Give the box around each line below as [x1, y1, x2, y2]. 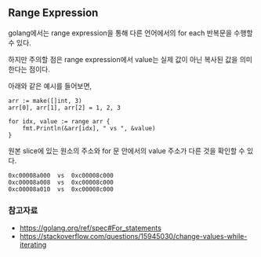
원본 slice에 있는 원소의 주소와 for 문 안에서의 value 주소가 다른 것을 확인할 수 [8, 145, 245, 156]
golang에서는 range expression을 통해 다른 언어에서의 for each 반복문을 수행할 [8, 28, 253, 38]
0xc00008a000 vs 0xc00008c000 [8, 171, 114, 179]
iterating [19, 240, 47, 250]
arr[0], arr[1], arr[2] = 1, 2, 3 [8, 104, 121, 112]
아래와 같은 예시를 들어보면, [8, 81, 92, 90]
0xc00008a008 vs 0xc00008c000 [8, 178, 114, 186]
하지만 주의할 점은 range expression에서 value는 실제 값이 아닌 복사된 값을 [8, 54, 238, 64]
